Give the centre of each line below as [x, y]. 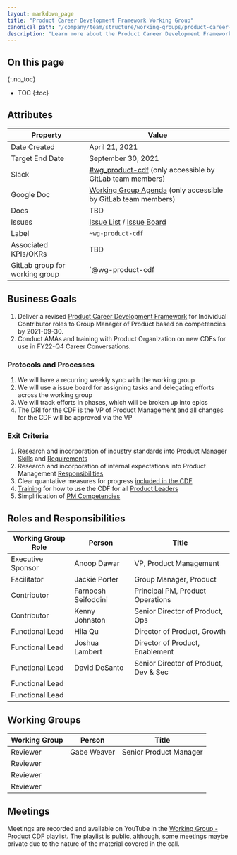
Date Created [33, 147]
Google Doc [31, 194]
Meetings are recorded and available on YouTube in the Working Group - [113, 828]
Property [47, 135]
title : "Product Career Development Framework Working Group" [101, 20]
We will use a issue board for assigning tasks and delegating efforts [116, 387]
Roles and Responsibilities [66, 518]
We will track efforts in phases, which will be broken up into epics [113, 402]
